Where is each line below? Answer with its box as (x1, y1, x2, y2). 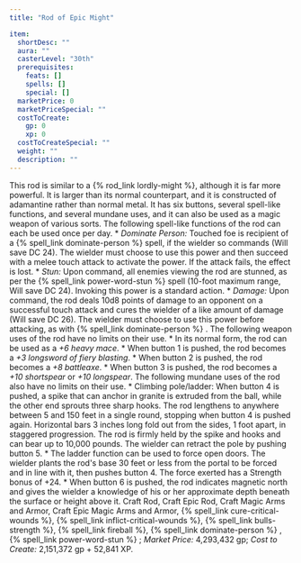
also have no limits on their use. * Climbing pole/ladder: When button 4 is (9, 380, 280, 392)
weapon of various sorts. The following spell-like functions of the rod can (9, 218, 281, 229)
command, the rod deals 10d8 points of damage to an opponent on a (9, 295, 263, 305)
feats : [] (25, 71, 63, 81)
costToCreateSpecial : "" (17, 139, 111, 148)
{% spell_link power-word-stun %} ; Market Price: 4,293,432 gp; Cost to (9, 533, 278, 545)
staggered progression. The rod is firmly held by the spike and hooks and (9, 429, 281, 440)
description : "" (17, 155, 78, 164)
